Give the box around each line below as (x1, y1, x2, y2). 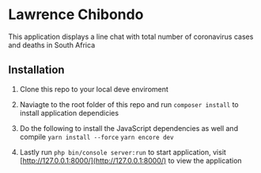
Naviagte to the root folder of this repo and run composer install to (19, 99, 239, 109)
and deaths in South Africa (8, 40, 96, 49)
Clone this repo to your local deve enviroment (19, 84, 168, 94)
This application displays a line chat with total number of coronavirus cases (8, 32, 254, 41)
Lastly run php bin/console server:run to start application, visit (19, 147, 227, 156)
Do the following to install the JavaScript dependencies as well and (19, 123, 239, 133)
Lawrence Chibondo (8, 6, 144, 24)
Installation (8, 63, 65, 77)
